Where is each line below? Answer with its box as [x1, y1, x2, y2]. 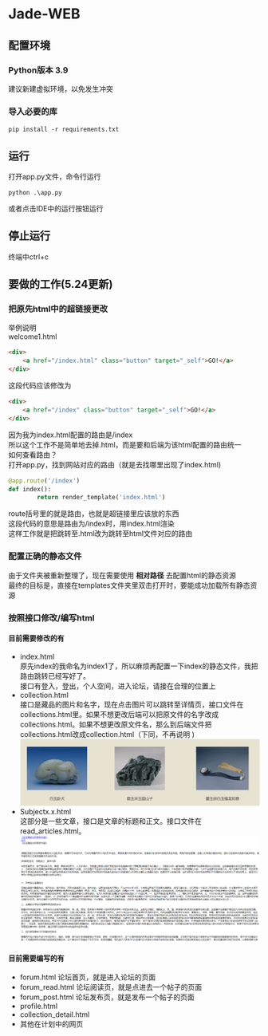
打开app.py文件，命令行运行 [8, 171, 101, 181]
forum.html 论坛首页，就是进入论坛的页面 [19, 972, 156, 982]
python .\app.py [8, 188, 62, 196]
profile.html [19, 1002, 58, 1011]
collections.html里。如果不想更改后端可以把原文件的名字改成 [19, 709, 219, 719]
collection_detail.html [19, 1010, 90, 1019]
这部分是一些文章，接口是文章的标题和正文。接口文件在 [19, 817, 202, 826]
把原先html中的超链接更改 [8, 304, 108, 315]
